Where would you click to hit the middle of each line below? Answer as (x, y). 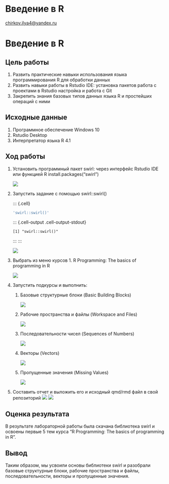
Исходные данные (36, 117)
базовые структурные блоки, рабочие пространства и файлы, (73, 471)
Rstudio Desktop (30, 135)
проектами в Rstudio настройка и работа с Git (62, 90)
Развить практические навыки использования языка (70, 74)
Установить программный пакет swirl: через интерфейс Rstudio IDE (85, 169)
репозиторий (27, 398)
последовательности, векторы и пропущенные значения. (67, 476)
